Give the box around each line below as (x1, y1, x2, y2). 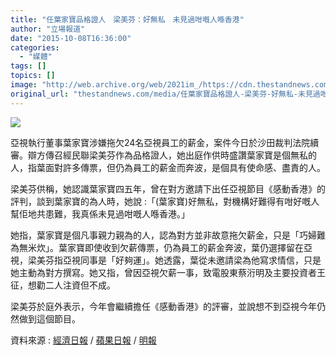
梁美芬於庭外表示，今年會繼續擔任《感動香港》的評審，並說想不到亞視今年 (10, 300, 317, 312)
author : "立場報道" (10, 24, 86, 34)
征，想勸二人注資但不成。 (10, 279, 116, 291)
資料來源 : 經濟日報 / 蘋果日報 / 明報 (10, 334, 157, 346)
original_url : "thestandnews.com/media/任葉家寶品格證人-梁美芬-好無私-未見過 (10, 89, 321, 99)
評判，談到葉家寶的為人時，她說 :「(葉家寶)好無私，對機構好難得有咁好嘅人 (10, 195, 320, 207)
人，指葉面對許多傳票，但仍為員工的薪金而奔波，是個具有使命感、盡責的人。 (10, 161, 326, 173)
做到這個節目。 (18, 312, 81, 325)
